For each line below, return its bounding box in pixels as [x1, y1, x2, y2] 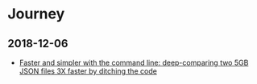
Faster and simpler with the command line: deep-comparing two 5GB [19, 58, 249, 67]
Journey [7, 5, 65, 23]
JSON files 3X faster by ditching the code [19, 66, 158, 76]
